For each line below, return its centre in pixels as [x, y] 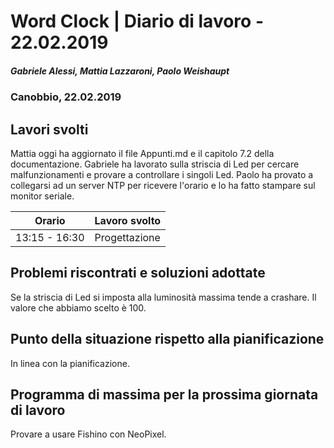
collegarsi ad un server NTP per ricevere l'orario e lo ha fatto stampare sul [163, 185]
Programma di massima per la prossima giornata [164, 394]
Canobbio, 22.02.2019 [66, 97]
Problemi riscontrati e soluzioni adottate [138, 273]
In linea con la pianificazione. [70, 363]
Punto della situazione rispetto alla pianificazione [167, 339]
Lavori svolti [49, 129]
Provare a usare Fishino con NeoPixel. [88, 434]
